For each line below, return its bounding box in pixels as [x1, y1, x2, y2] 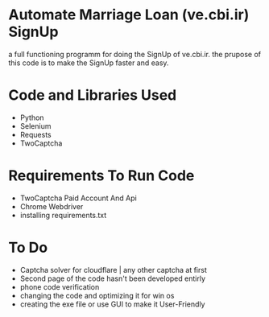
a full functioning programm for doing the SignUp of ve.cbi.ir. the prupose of [8, 49, 262, 59]
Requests [19, 130, 52, 139]
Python [19, 113, 44, 122]
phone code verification [19, 282, 100, 291]
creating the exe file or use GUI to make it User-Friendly [19, 299, 205, 309]
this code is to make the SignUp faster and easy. [8, 58, 169, 68]
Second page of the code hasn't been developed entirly [19, 274, 205, 283]
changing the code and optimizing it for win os [19, 290, 175, 300]
